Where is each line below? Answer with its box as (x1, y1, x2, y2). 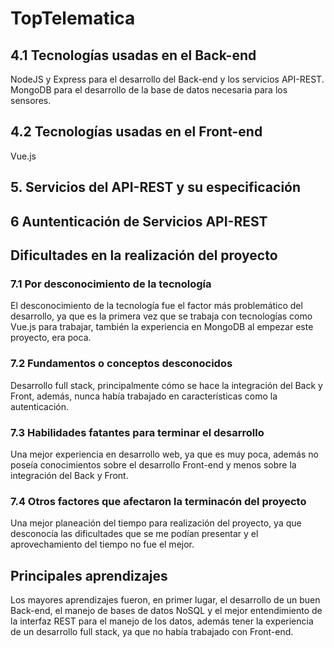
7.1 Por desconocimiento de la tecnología (10, 277, 212, 291)
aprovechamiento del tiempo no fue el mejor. (10, 538, 195, 551)
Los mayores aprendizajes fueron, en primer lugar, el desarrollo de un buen (10, 593, 321, 606)
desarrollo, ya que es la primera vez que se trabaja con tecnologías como (10, 310, 313, 322)
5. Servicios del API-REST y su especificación (10, 179, 302, 196)
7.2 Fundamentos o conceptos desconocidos (10, 357, 233, 371)
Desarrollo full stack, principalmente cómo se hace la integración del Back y (10, 379, 323, 391)
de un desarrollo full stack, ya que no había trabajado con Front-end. (10, 625, 294, 637)
